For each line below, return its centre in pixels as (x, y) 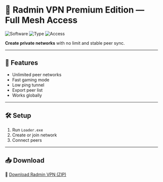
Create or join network (34, 135)
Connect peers (27, 140)
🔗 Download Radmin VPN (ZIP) (36, 175)
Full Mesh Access (41, 20)
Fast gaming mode (31, 80)
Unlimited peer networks (37, 74)
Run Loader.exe (27, 130)
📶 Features (22, 63)
